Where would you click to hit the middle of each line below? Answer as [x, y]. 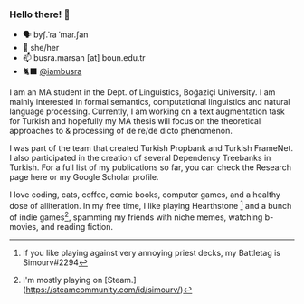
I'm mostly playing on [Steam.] [80, 280]
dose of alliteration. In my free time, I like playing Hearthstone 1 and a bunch [151, 205]
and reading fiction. [77, 226]
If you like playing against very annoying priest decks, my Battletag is [151, 252]
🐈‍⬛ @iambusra [52, 71]
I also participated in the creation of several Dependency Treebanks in [140, 158]
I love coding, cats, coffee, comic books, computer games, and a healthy [145, 195]
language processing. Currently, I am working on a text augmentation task [147, 111]
